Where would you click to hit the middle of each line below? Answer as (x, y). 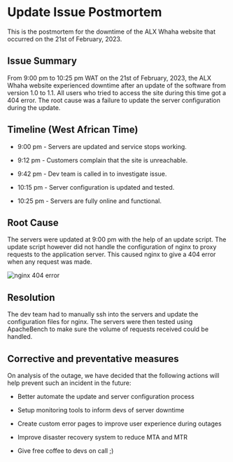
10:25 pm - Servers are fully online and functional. (90, 201)
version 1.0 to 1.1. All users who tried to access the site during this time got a (116, 92)
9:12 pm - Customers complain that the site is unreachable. (102, 160)
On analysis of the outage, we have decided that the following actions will (113, 376)
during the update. (34, 107)
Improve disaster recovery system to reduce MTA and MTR (102, 437)
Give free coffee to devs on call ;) (65, 451)
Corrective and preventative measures (93, 359)
